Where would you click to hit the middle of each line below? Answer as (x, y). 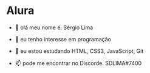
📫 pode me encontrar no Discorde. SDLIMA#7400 (78, 63)
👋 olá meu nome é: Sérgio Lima (54, 27)
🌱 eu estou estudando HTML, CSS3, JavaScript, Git (79, 51)
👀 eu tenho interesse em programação (63, 39)
